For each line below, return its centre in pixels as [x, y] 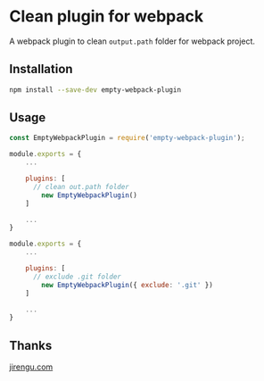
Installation [41, 69]
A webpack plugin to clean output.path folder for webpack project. [132, 41]
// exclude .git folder [77, 277]
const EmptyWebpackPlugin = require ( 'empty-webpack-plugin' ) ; [127, 138]
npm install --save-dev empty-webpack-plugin [95, 90]
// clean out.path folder [81, 186]
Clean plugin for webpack [106, 17]
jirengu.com [31, 367]
